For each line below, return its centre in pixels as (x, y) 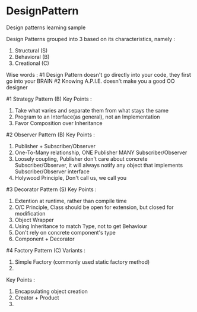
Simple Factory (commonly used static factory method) (82, 262)
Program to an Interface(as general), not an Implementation (87, 117)
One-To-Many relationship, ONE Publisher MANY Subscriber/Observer (101, 152)
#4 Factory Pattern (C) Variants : (46, 250)
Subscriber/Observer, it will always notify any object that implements (99, 165)
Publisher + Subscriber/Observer (55, 146)
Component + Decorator (45, 239)
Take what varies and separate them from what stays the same (92, 110)
